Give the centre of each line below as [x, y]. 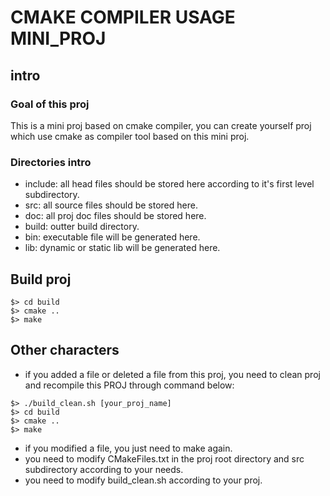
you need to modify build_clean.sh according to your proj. [143, 480]
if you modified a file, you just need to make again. [128, 448]
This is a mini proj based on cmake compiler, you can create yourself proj [161, 125]
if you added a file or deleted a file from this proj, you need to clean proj [172, 374]
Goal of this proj [50, 104]
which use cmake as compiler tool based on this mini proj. [130, 136]
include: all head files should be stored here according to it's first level [169, 184]
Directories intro [51, 162]
